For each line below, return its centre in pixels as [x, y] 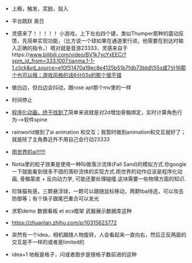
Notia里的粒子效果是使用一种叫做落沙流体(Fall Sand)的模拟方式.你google [99, 164]
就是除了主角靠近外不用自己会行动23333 [61, 139]
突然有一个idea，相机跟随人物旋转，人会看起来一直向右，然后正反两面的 [99, 235]
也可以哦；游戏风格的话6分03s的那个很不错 [69, 75]
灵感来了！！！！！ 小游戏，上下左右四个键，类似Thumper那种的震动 [95, 33]
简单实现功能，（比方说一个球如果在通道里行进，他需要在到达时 [103, 41]
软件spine [36, 120]
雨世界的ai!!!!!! [28, 152]
